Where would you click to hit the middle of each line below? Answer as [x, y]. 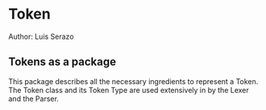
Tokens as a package [62, 62]
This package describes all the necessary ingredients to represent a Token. [133, 81]
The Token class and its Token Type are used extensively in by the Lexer [129, 90]
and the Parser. [33, 99]
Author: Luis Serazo [41, 36]
